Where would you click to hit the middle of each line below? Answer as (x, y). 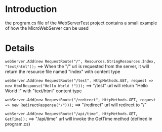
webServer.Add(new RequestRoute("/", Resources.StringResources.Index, (80, 61)
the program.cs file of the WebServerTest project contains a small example (81, 23)
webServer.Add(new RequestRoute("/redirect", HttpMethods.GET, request (80, 100)
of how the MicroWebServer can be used (47, 28)
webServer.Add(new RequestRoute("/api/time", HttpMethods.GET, (72, 114)
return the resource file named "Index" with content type (63, 71)
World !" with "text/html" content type (43, 91)
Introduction (31, 9)
